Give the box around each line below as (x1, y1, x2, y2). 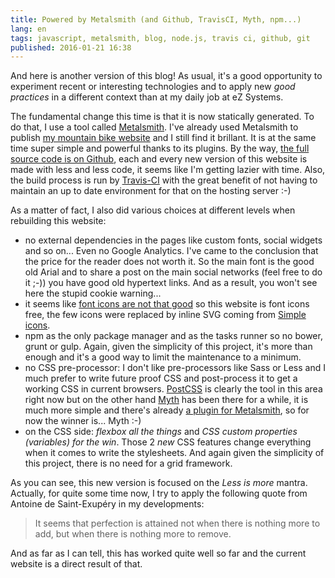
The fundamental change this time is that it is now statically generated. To (10, 111, 315, 123)
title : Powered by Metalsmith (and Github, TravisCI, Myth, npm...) (10, 14, 302, 25)
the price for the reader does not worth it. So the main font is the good (24, 256, 315, 268)
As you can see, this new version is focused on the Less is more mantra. (10, 477, 308, 489)
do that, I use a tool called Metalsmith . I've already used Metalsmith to (10, 121, 299, 133)
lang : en (10, 24, 47, 34)
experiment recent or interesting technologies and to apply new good (10, 81, 296, 93)
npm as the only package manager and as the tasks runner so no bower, (24, 330, 323, 342)
